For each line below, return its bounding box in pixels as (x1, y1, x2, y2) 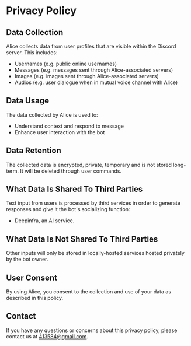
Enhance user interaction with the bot (14, 128, 105, 135)
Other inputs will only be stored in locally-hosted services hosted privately (6, 250, 185, 257)
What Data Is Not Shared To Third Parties (6, 234, 158, 244)
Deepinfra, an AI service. (14, 217, 75, 224)
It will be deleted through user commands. (20, 167, 121, 174)
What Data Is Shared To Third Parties (6, 184, 143, 194)
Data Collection (6, 27, 64, 37)
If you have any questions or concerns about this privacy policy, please (6, 327, 178, 334)
